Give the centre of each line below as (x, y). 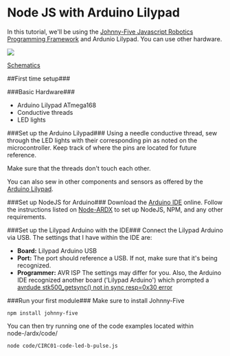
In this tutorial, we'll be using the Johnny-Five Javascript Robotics (100, 32)
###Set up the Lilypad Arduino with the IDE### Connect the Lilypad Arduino (115, 230)
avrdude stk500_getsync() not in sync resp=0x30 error (95, 287)
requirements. (27, 216)
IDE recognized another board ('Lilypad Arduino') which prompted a (113, 280)
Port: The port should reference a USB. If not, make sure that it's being (117, 258)
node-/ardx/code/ (33, 333)
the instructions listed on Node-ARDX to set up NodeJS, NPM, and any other (115, 209)
